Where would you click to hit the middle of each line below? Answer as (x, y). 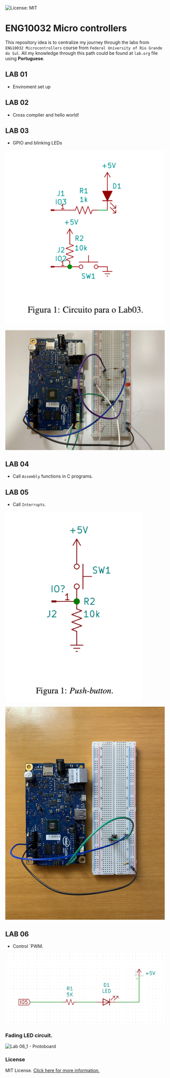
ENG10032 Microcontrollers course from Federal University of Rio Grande (84, 48)
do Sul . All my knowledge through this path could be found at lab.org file (81, 53)
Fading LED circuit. (29, 1035)
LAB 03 (17, 131)
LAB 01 (16, 74)
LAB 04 (17, 464)
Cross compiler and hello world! (46, 115)
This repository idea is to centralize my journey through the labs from (77, 42)
